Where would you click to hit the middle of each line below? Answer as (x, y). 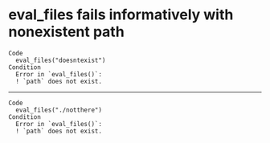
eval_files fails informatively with (121, 15)
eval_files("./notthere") (59, 110)
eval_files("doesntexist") (61, 60)
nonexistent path (66, 32)
